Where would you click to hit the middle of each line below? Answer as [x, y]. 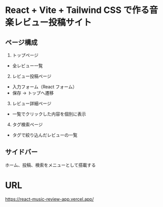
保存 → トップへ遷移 [33, 93]
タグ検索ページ [27, 125]
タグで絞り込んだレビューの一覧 [45, 135]
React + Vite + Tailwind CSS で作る [77, 10]
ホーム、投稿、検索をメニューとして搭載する [51, 165]
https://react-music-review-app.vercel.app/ [49, 199]
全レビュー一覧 [27, 66]
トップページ [25, 55]
